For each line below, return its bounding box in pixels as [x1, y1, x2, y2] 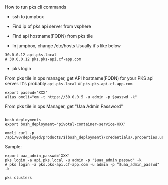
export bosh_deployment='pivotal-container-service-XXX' [5, 122, 126, 127]
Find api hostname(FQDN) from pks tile [12, 33, 93, 39]
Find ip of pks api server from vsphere [12, 23, 91, 29]
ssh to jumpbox [12, 14, 44, 19]
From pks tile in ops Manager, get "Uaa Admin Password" [5, 103, 123, 109]
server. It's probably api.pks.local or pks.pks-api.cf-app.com [5, 81, 133, 86]
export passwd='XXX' [5, 90, 48, 95]
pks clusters [5, 175, 32, 180]
